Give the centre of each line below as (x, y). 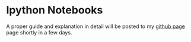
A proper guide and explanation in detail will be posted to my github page (95, 26)
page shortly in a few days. (39, 32)
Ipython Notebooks (55, 10)
